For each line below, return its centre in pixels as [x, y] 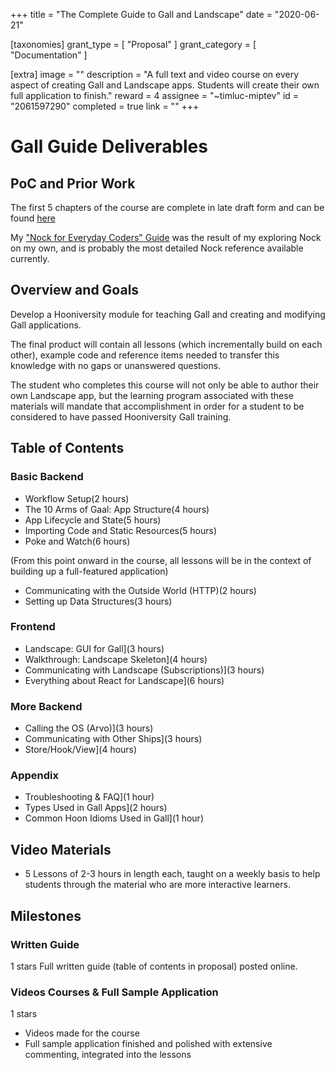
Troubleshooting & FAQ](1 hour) [89, 797]
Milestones [46, 915]
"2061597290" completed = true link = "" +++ [105, 106]
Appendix [35, 776]
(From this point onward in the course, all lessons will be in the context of [161, 560]
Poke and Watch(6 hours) [77, 541]
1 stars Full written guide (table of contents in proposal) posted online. [154, 966]
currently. [30, 258]
